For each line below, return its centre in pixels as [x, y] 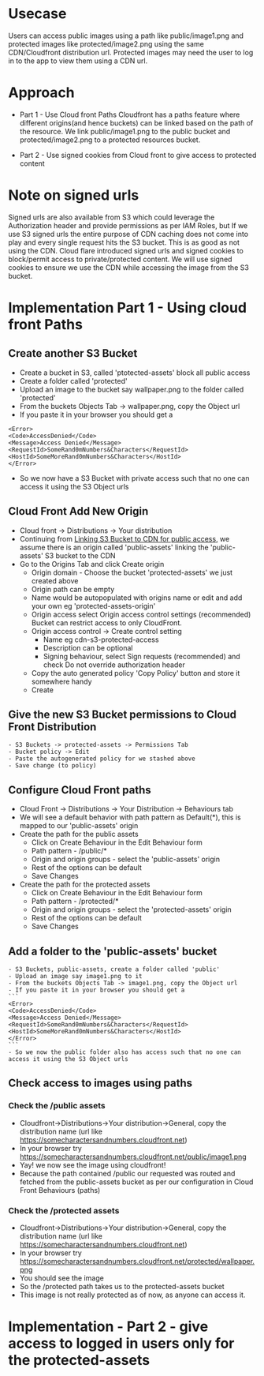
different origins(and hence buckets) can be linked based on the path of [136, 122]
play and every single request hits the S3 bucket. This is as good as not [124, 242]
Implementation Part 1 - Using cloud [127, 308]
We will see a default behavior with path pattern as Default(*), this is [130, 817]
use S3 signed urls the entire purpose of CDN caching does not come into [128, 234]
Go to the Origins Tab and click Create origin [92, 564]
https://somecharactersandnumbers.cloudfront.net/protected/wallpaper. [137, 1262]
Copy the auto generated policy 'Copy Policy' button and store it [136, 673]
